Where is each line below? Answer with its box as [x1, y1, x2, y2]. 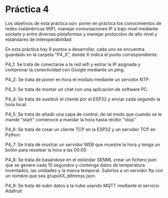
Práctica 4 [5, 4, 49, 15]
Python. [5, 131, 22, 137]
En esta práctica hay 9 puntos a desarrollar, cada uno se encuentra [5, 46, 145, 52]
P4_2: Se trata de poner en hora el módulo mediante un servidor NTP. [5, 76, 150, 82]
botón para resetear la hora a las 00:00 [5, 146, 87, 153]
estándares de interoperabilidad [5, 36, 72, 42]
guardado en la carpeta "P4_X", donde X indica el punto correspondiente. [5, 52, 158, 58]
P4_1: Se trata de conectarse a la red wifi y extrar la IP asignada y [5, 61, 141, 67]
